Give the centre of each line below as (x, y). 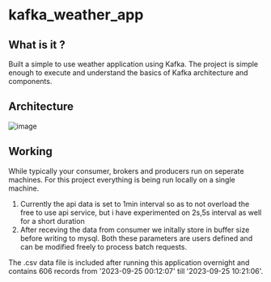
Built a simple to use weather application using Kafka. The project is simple (133, 64)
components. (30, 81)
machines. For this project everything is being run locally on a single (122, 179)
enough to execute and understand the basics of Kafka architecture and (128, 73)
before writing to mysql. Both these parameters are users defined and (136, 238)
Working (30, 152)
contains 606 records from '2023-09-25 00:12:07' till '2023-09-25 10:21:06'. (136, 271)
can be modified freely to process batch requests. (104, 246)
